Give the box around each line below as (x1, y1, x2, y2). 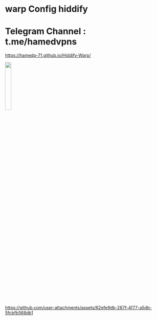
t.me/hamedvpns (5, 36, 77, 47)
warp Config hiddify (5, 3, 88, 15)
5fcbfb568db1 (5, 310, 33, 316)
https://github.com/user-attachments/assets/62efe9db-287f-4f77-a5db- (5, 305, 152, 311)
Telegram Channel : (5, 26, 87, 37)
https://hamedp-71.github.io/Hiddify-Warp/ (5, 52, 91, 58)
